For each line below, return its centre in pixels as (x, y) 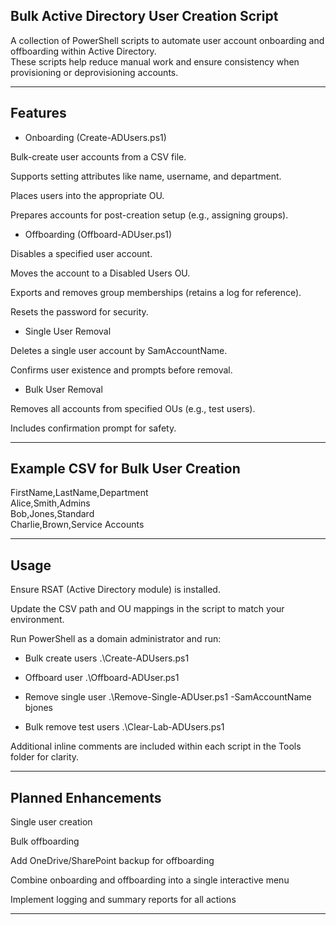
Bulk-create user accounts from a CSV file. (98, 156)
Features (38, 113)
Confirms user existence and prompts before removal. (121, 370)
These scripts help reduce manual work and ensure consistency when (155, 61)
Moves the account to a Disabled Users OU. (100, 273)
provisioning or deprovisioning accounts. (94, 72)
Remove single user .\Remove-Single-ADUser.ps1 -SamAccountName (168, 697)
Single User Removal (68, 331)
